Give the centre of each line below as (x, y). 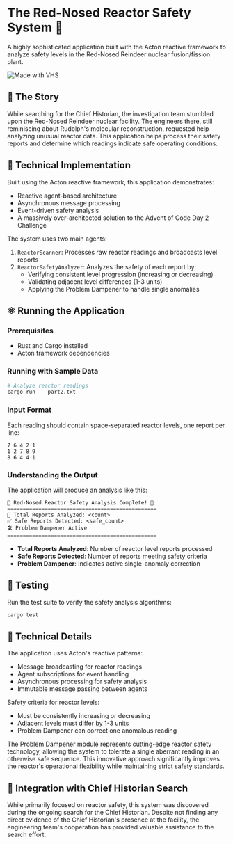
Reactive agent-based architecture (67, 196)
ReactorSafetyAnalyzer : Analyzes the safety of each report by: (107, 266)
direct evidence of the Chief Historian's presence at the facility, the (103, 820)
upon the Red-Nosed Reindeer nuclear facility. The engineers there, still (110, 121)
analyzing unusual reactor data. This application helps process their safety (114, 136)
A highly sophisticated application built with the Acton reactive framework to (116, 47)
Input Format (30, 410)
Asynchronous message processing (69, 202)
